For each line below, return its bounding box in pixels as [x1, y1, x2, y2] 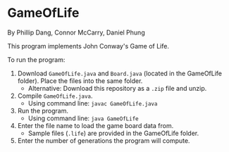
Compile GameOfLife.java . [17, 91, 93, 100]
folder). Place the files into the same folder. [17, 76, 143, 85]
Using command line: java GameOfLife [27, 114, 139, 122]
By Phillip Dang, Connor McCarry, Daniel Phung [7, 28, 146, 37]
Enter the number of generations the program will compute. [17, 136, 190, 145]
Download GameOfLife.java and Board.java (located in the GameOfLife [17, 69, 223, 77]
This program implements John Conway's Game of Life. [7, 42, 169, 50]
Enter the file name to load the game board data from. [17, 121, 174, 129]
